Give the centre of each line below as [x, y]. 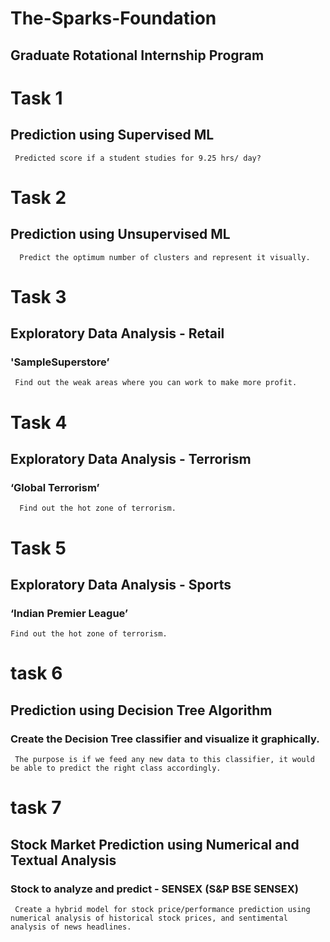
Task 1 [36, 98]
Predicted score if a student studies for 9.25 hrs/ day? [138, 158]
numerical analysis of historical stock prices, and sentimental [149, 918]
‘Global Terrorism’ [55, 487]
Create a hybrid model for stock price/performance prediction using [162, 909]
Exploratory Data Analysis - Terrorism [131, 459]
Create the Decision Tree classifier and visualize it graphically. [165, 739]
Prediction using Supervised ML [112, 135]
